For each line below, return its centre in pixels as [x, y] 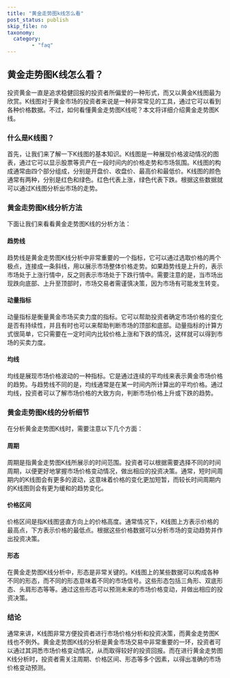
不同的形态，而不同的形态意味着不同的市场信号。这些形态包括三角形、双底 [112, 581]
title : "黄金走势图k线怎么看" [46, 13]
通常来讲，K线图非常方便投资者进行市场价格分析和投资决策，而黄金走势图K [113, 633]
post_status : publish [38, 20]
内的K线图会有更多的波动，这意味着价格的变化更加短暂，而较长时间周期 [114, 479]
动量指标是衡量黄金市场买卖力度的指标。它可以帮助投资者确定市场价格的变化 [115, 317]
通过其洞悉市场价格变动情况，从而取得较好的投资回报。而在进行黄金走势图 [118, 651]
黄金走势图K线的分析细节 [48, 412]
